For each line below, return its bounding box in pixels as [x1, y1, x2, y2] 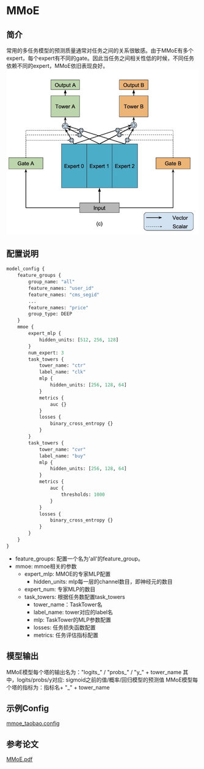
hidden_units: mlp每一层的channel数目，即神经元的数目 [33, 578, 173, 585]
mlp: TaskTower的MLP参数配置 [33, 616, 111, 624]
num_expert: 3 [28, 350, 64, 356]
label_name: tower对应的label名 [33, 608, 113, 616]
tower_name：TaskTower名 [33, 600, 103, 608]
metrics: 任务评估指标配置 [33, 631, 99, 639]
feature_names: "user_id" [28, 285, 95, 291]
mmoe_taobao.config [6, 719, 60, 727]
